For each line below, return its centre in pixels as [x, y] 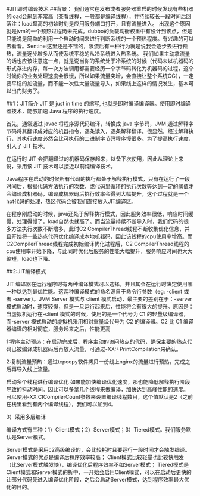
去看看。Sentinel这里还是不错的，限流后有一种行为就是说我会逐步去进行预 [97, 46]
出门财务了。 [27, 91]
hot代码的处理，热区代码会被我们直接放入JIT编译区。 [71, 201]
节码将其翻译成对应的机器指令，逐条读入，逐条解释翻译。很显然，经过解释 [97, 131]
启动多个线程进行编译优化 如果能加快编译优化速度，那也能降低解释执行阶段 [98, 382]
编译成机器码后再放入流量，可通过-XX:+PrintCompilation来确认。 [101, 349]
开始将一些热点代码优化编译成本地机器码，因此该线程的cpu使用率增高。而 [102, 236]
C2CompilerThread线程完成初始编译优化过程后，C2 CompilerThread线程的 [98, 244]
